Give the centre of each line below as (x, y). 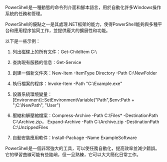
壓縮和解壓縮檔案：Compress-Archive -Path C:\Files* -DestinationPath (85, 115)
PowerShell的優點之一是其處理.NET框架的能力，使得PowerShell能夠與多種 (81, 24)
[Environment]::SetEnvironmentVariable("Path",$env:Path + (73, 100)
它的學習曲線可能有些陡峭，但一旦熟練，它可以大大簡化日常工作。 (73, 154)
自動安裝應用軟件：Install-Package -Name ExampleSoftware (74, 137)
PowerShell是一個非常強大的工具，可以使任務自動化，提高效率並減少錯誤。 (82, 148)
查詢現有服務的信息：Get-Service (47, 62)
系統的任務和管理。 (25, 13)
